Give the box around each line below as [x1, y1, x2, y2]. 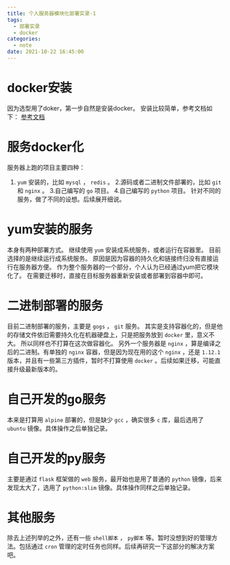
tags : [7, 16, 23, 23]
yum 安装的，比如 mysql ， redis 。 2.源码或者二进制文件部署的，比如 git [16, 178, 222, 186]
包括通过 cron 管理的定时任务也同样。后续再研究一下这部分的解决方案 [18, 542, 215, 551]
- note [13, 42, 32, 49]
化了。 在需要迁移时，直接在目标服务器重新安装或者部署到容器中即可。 [7, 271, 207, 279]
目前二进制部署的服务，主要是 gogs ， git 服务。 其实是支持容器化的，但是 [7, 322, 217, 330]
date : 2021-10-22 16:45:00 [7, 49, 84, 56]
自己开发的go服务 [7, 391, 106, 407]
